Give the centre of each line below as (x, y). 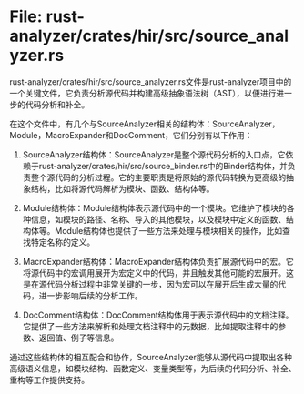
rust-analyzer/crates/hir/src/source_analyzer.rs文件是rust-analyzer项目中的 (151, 81)
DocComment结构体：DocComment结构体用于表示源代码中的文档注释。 (158, 315)
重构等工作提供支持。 (49, 379)
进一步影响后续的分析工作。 (91, 295)
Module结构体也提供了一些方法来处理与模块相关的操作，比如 (168, 230)
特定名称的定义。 (63, 242)
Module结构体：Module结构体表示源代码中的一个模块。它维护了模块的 (154, 207)
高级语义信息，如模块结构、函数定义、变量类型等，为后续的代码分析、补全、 (153, 368)
